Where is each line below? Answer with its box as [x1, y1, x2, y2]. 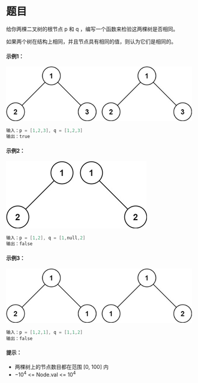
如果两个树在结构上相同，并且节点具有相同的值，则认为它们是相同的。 [6, 38, 177, 45]
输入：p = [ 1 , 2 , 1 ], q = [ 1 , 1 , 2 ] [6, 329, 83, 335]
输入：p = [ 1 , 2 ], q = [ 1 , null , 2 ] [6, 235, 85, 241]
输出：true [6, 133, 31, 140]
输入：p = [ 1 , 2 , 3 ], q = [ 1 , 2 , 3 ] [6, 127, 83, 133]
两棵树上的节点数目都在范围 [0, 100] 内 [14, 363, 109, 370]
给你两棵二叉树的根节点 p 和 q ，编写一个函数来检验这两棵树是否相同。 [6, 25, 179, 32]
